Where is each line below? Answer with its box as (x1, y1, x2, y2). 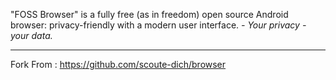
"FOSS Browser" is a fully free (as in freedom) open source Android (10, 9, 289, 20)
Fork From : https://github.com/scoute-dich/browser (10, 59, 227, 70)
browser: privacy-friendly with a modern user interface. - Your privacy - (10, 19, 307, 31)
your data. (10, 30, 53, 41)
